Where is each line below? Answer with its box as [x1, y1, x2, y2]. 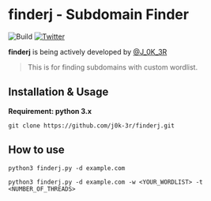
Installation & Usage [8, 85, 109, 99]
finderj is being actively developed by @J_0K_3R [8, 47, 168, 56]
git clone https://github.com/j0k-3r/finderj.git [8, 121, 175, 130]
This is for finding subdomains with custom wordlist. [27, 62, 198, 72]
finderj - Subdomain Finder [8, 6, 190, 24]
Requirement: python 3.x [8, 106, 92, 116]
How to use [8, 143, 65, 157]
